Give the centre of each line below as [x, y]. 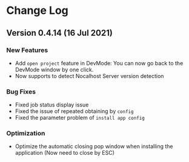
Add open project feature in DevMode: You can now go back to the [99, 63]
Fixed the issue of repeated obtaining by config [74, 111]
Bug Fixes [21, 91]
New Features [27, 50]
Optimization [26, 134]
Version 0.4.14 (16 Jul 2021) [60, 33]
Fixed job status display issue [52, 105]
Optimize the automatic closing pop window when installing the [94, 146]
